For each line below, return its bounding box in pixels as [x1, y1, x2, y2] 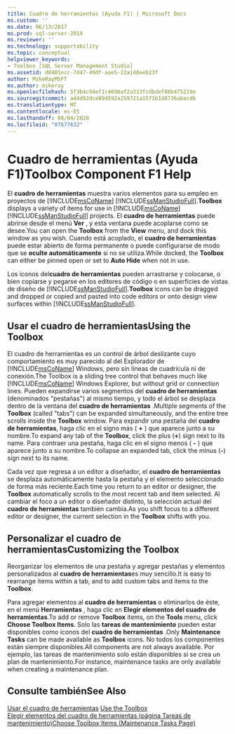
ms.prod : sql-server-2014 [7, 29, 83, 37]
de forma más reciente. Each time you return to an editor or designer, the [7, 482, 216, 491]
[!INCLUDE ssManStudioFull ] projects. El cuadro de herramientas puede [7, 212, 215, 220]
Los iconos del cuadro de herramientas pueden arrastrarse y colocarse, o [7, 270, 221, 278]
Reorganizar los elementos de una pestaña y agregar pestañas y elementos [7, 562, 226, 571]
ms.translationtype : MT [7, 102, 77, 109]
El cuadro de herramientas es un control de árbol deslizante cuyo [7, 350, 196, 358]
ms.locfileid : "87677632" [7, 121, 83, 128]
